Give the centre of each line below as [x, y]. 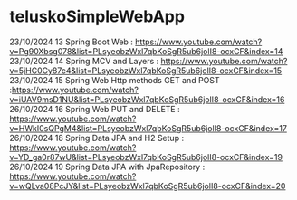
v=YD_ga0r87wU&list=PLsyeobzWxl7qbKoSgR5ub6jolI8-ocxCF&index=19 [146, 157]
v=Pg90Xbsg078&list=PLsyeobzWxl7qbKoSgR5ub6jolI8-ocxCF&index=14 [146, 51]
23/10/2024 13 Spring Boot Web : [72, 42]
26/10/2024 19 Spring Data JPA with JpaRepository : [107, 167]
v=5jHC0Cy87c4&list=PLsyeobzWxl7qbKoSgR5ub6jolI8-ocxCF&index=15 [146, 71]
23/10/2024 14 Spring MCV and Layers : [84, 61]
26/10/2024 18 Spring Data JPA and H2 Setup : [96, 138]
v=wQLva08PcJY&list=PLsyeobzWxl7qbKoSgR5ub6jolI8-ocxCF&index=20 [148, 186]
